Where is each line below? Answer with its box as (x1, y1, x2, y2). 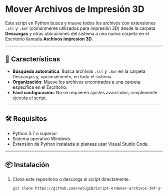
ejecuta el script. (12, 95, 47, 101)
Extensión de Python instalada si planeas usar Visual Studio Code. (12, 141, 149, 147)
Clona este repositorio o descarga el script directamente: (12, 176, 130, 183)
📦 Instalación (5, 161, 49, 169)
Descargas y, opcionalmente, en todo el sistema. (12, 73, 113, 79)
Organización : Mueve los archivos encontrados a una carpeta (12, 79, 141, 85)
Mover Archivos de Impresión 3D (5, 3, 144, 15)
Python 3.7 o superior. (12, 130, 58, 136)
